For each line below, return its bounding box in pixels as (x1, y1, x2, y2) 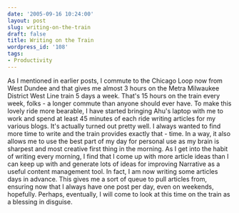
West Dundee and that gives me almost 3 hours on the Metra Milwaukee (7, 83, 220, 93)
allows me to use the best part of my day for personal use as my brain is (7, 137, 220, 145)
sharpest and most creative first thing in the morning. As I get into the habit (7, 144, 228, 153)
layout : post (7, 17, 46, 24)
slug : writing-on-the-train (7, 24, 91, 31)
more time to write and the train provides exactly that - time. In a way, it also (7, 129, 230, 137)
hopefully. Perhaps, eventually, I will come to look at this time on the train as (7, 189, 230, 198)
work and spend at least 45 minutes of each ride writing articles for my (7, 114, 216, 123)
